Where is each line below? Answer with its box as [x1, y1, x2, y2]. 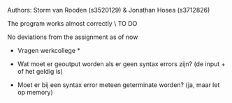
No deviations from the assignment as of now [7, 33, 138, 41]
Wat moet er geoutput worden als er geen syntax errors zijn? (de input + [17, 60, 226, 68]
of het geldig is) [17, 68, 63, 75]
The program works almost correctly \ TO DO [7, 19, 138, 27]
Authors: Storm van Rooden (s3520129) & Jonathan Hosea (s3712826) [7, 6, 210, 14]
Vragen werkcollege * [17, 47, 80, 54]
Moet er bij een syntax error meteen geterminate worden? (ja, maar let [17, 81, 220, 89]
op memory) [17, 88, 54, 96]
